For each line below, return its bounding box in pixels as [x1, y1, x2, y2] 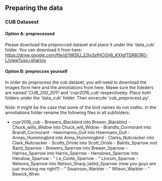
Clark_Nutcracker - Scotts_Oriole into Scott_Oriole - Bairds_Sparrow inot [12, 139, 158, 146]
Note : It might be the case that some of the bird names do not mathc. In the [5, 104, 157, 110]
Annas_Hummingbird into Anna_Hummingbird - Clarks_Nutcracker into [12, 135, 155, 140]
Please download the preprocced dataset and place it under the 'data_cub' [5, 42, 155, 47]
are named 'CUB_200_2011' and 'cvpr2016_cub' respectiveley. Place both [5, 90, 151, 95]
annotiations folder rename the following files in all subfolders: [5, 110, 130, 115]
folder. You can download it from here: [5, 46, 82, 53]
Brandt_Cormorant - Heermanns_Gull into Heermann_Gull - [12, 129, 130, 135]
